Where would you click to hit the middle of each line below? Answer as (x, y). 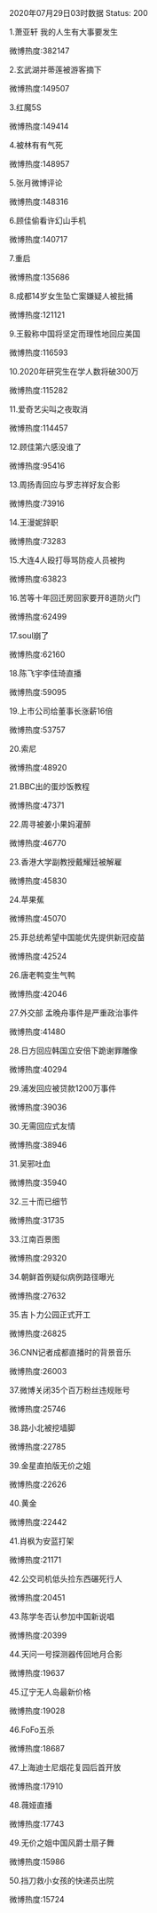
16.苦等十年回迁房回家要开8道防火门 (75, 598)
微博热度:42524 (38, 956)
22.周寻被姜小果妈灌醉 (50, 824)
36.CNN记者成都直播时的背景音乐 (70, 1352)
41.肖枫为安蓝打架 (42, 1541)
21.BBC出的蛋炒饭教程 (50, 787)
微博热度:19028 (37, 1711)
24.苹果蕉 (27, 900)
